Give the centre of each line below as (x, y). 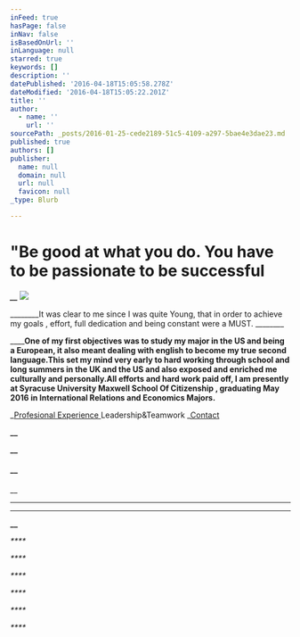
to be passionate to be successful (138, 271)
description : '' (40, 76)
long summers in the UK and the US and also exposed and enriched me (144, 369)
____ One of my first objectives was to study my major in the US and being (147, 341)
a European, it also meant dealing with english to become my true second (149, 350)
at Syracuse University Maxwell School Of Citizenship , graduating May (145, 388)
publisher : (30, 158)
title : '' (28, 100)
